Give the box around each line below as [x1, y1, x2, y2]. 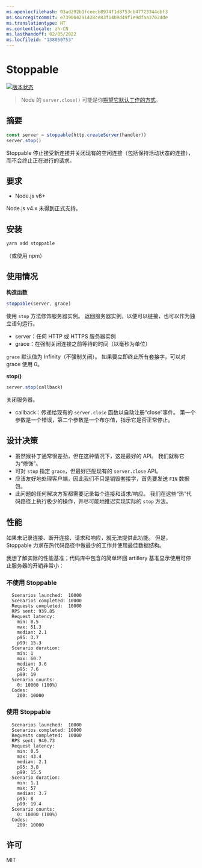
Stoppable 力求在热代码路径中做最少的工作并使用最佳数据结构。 [6, 542, 165, 549]
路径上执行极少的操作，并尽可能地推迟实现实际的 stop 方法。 [20, 498, 171, 505]
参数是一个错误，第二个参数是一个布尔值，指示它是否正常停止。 [14, 416, 173, 423]
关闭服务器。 [6, 396, 38, 403]
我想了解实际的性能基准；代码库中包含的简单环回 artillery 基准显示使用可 [6, 555, 186, 562]
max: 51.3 [17, 624, 42, 630]
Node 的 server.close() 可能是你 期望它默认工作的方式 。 [20, 96, 161, 103]
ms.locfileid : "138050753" [6, 37, 74, 43]
